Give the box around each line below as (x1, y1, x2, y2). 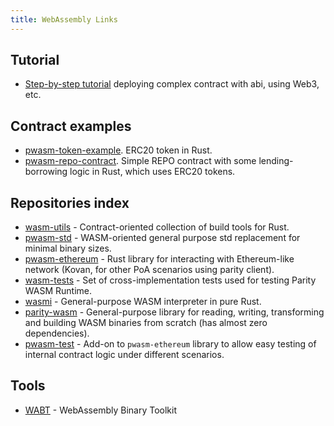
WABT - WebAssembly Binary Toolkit (24, 404, 177, 416)
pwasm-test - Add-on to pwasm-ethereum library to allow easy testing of (24, 338, 317, 350)
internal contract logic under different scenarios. (24, 349, 225, 361)
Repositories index (10, 194, 130, 211)
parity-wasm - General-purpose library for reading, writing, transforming (24, 306, 325, 318)
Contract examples (10, 117, 132, 135)
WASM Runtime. (24, 285, 93, 297)
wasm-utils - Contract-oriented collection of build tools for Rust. (24, 221, 290, 233)
